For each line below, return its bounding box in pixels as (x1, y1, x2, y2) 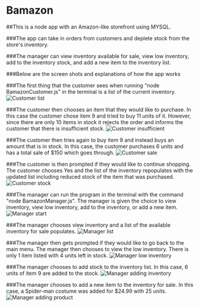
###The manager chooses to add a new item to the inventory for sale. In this (6, 281, 194, 288)
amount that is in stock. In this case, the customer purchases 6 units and (6, 143, 184, 150)
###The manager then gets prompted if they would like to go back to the (6, 239, 184, 246)
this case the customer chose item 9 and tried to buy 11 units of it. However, (6, 112, 191, 119)
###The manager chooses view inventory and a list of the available (6, 221, 171, 229)
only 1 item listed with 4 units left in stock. (6, 252, 108, 259)
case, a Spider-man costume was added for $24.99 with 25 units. (6, 287, 167, 295)
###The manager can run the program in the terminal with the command (6, 191, 184, 198)
